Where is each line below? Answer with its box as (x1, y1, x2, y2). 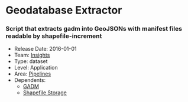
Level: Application (14, 64, 58, 71)
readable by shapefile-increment (5, 32, 102, 40)
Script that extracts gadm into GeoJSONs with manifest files (5, 25, 183, 33)
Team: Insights (14, 51, 50, 59)
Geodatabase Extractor (5, 4, 122, 17)
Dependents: (14, 77, 46, 84)
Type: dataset (14, 58, 48, 65)
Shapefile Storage (22, 89, 67, 96)
